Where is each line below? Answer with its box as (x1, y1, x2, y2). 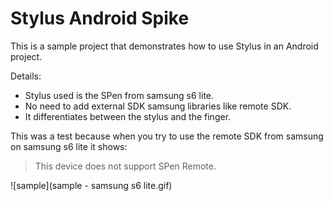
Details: (10, 70, 42, 82)
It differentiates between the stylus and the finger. (24, 110, 232, 122)
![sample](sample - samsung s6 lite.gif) (10, 179, 173, 191)
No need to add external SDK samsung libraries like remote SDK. (24, 100, 292, 112)
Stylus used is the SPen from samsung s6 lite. (24, 89, 215, 101)
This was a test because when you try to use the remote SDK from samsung (10, 130, 324, 142)
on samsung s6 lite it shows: (10, 140, 128, 152)
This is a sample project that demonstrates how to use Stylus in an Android (10, 40, 319, 52)
